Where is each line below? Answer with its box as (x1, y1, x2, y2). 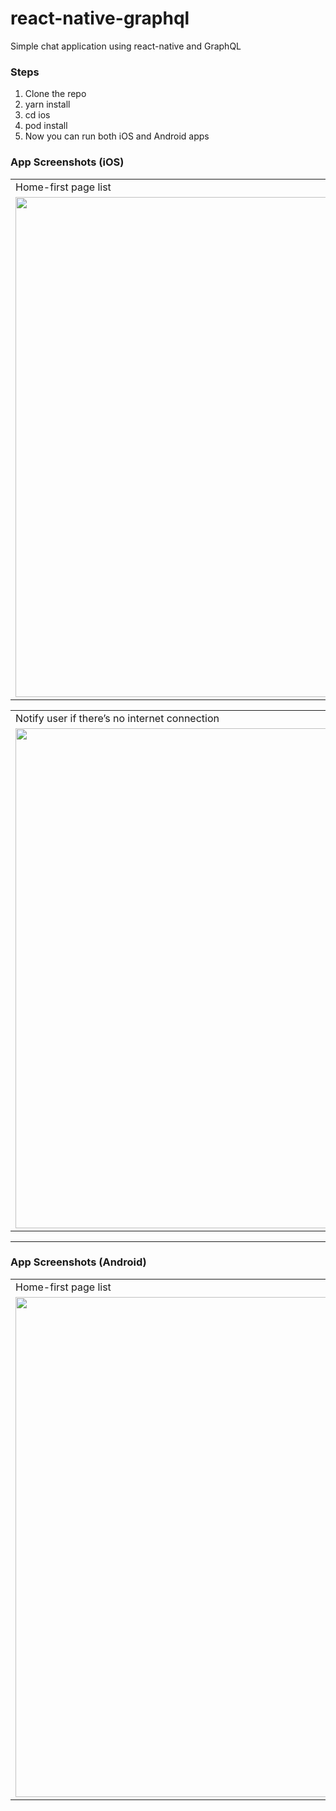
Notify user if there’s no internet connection (15, 711, 220, 725)
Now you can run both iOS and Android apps (24, 130, 210, 142)
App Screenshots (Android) (10, 1255, 147, 1269)
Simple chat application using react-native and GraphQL (10, 40, 242, 52)
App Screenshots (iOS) (10, 155, 125, 169)
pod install (24, 120, 68, 132)
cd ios (24, 109, 51, 121)
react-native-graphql (10, 7, 190, 30)
